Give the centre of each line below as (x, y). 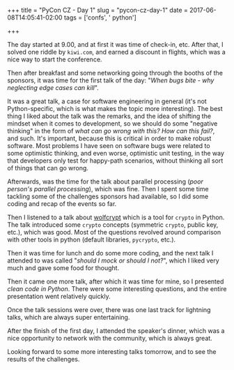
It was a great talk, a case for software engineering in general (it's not (107, 101)
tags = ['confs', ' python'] (100, 17)
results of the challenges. (44, 359)
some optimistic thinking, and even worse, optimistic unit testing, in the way (116, 153)
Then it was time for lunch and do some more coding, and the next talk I (110, 253)
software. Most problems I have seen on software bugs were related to (109, 146)
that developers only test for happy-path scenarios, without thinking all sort (115, 161)
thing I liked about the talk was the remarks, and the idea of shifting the (109, 116)
